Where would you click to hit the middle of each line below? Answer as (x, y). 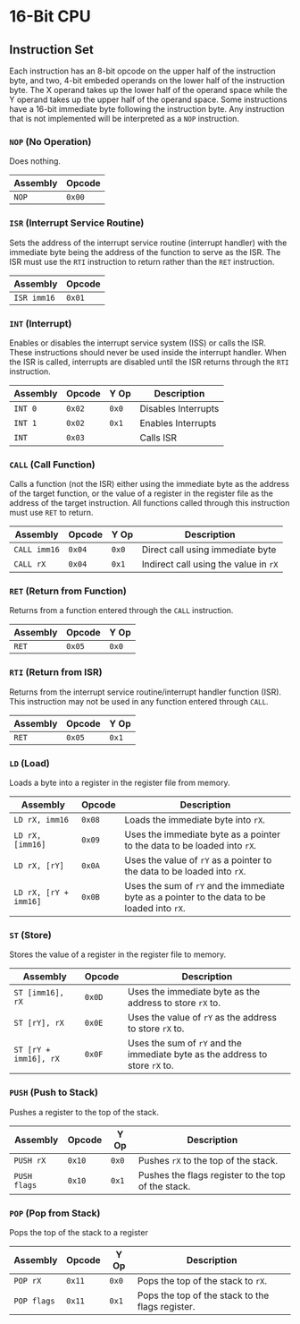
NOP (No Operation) (50, 141)
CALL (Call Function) (52, 465)
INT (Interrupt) (41, 323)
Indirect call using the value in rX (210, 564)
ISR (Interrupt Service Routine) (77, 223)
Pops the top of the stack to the (203, 1295)
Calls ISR (158, 438)
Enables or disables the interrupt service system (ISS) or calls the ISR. (137, 343)
